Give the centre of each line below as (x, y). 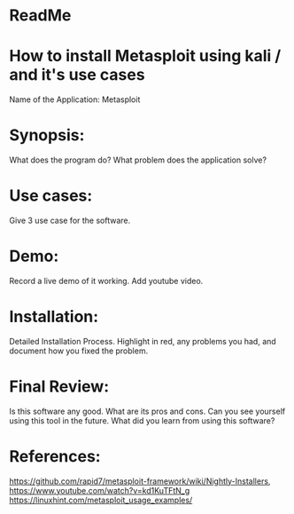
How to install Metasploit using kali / (145, 56)
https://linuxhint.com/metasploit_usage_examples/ (101, 500)
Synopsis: (47, 135)
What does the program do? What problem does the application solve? (138, 160)
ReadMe (40, 16)
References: (55, 456)
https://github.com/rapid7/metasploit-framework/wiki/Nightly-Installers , (140, 481)
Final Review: (59, 387)
